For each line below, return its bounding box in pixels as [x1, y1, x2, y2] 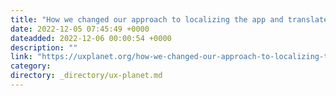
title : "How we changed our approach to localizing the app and [10, 14, 284, 25]
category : [10, 61, 52, 71]
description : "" [10, 42, 78, 53]
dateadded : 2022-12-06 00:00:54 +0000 [10, 33, 172, 43]
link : [10, 52, 33, 62]
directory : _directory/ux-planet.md [10, 71, 163, 81]
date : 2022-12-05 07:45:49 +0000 [10, 24, 150, 34]
